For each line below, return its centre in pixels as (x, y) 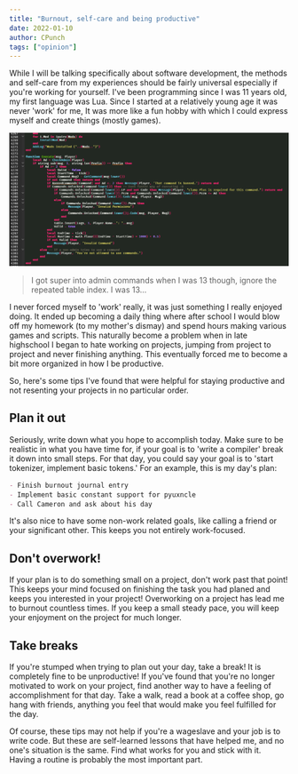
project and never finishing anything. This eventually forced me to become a (149, 354)
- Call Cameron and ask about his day (81, 504)
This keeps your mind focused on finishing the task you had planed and (140, 589)
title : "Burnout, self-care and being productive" (105, 19)
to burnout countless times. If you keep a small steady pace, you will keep (144, 608)
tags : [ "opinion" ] (43, 47)
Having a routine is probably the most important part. (106, 759)
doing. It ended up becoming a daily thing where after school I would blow (145, 316)
